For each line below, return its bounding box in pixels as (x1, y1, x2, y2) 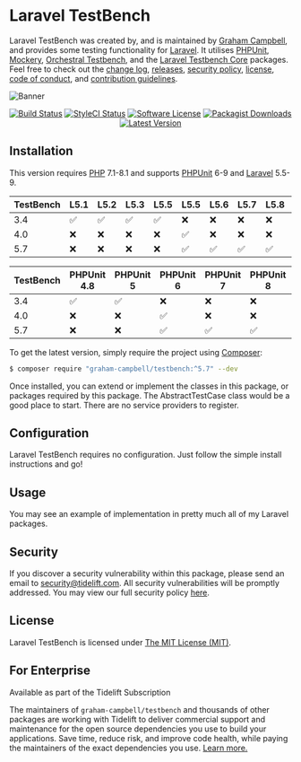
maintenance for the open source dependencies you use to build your (9, 723, 267, 734)
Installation (9, 144, 73, 159)
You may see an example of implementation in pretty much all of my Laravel (9, 509, 289, 520)
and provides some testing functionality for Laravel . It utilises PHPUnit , (9, 44, 270, 55)
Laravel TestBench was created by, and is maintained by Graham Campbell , (9, 35, 288, 46)
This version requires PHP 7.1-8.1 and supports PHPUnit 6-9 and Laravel (9, 167, 273, 178)
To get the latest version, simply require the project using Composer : (9, 346, 262, 357)
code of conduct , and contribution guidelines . (9, 73, 178, 83)
